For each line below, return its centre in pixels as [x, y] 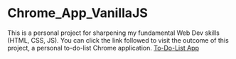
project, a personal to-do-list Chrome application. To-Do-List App [103, 48]
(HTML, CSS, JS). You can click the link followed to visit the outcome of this [118, 40]
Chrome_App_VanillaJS [77, 13]
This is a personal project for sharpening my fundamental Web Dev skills [114, 33]
